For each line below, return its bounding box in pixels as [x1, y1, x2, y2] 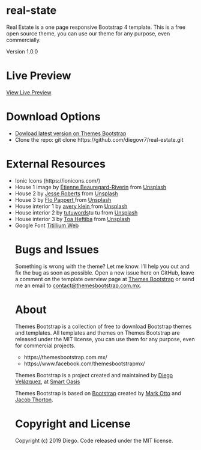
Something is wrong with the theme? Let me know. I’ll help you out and [14, 263, 190, 270]
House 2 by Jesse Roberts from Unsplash [14, 190, 118, 197]
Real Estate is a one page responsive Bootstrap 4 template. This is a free [6, 23, 186, 31]
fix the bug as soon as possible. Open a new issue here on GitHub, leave [14, 269, 194, 276]
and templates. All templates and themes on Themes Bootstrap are [14, 329, 180, 336]
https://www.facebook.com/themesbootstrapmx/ [23, 360, 145, 367]
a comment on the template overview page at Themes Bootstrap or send [14, 275, 195, 282]
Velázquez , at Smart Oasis [14, 378, 80, 385]
